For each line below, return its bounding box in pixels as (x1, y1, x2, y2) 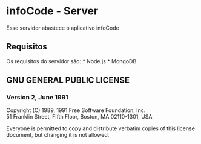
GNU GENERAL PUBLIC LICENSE (6, 75, 130, 86)
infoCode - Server (6, 4, 99, 18)
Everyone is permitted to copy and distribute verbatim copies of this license (6, 125, 196, 132)
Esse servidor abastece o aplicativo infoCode (6, 24, 119, 31)
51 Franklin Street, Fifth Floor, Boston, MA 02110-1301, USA (6, 113, 153, 121)
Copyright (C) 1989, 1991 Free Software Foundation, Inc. (6, 107, 146, 114)
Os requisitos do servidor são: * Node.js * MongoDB (6, 57, 137, 64)
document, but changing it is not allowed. (6, 131, 110, 139)
